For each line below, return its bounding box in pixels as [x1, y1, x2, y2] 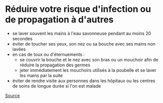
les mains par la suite [19, 72, 63, 78]
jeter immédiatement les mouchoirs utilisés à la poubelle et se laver [19, 67, 157, 73]
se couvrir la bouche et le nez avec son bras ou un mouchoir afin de [19, 56, 159, 62]
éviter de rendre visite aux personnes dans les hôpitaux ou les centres [12, 78, 156, 84]
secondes [12, 36, 33, 42]
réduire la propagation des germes [19, 62, 90, 68]
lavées [12, 46, 26, 52]
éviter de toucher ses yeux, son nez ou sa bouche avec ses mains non [12, 41, 156, 47]
